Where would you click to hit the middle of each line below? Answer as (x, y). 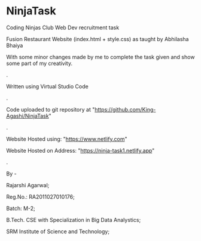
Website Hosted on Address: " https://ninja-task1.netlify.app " (80, 150)
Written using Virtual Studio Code (47, 86)
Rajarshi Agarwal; (28, 185)
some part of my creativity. (39, 63)
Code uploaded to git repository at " (51, 109)
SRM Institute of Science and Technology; (58, 231)
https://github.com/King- (125, 109)
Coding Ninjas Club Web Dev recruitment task (63, 27)
